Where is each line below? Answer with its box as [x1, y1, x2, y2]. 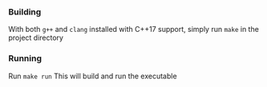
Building [8, 6, 42, 18]
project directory [8, 33, 64, 42]
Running [8, 53, 42, 64]
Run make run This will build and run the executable [8, 71, 178, 81]
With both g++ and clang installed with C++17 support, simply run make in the [8, 25, 259, 34]
